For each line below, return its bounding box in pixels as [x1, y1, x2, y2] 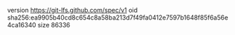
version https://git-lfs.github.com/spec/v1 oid [7, 6, 138, 14]
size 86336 [37, 21, 71, 29]
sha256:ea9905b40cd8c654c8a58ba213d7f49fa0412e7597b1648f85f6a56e [7, 13, 229, 22]
